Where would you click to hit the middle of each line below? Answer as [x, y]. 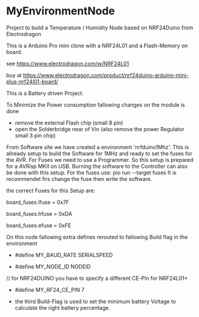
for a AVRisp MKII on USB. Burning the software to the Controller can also [97, 166]
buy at [14, 75]
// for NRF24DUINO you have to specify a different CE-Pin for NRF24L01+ [97, 278]
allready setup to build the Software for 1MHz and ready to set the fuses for [99, 153]
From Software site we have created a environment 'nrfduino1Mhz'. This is [97, 147]
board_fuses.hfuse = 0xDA [39, 213]
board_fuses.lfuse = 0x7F [38, 202]
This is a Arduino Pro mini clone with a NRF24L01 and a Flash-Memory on [97, 46]
